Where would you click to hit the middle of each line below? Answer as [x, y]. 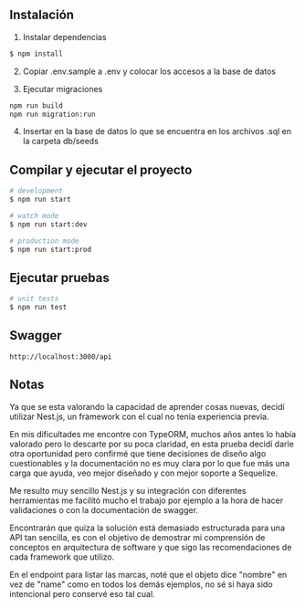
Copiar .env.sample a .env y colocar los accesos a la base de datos [149, 71]
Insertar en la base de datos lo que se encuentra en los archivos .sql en [157, 131]
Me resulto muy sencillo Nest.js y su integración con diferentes [128, 490]
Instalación [42, 15]
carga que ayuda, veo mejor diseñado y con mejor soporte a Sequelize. [144, 473]
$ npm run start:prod [51, 249]
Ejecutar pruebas [59, 278]
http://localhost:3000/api [61, 356]
